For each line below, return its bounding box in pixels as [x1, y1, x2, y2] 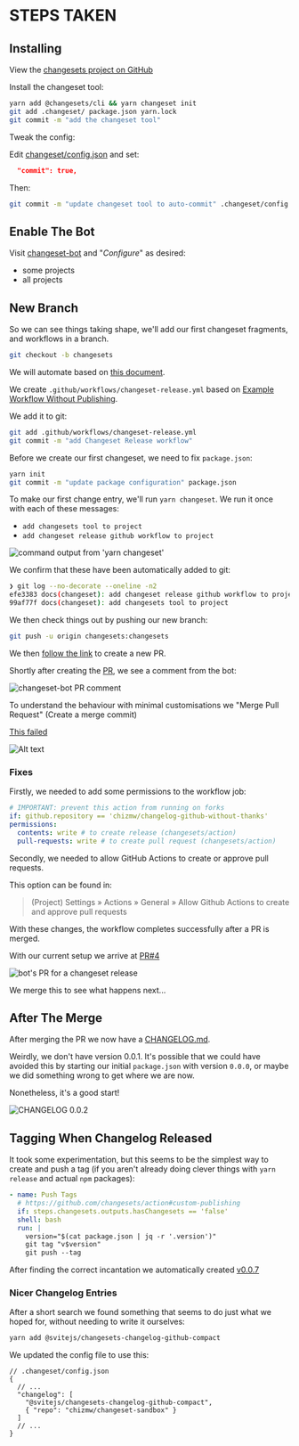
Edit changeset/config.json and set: [9, 149, 140, 159]
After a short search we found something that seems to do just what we [9, 1307, 271, 1318]
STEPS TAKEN [9, 5, 117, 26]
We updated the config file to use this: [9, 1350, 149, 1360]
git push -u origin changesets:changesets [9, 632, 169, 641]
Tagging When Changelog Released [9, 1131, 213, 1146]
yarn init [9, 470, 46, 478]
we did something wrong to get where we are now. [9, 1070, 195, 1081]
